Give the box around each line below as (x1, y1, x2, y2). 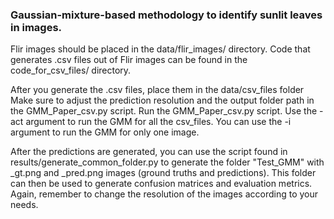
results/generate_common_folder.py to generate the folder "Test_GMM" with (10, 156, 325, 168)
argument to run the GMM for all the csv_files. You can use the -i (25, 116, 292, 128)
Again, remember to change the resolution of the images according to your (10, 188, 319, 200)
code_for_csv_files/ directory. (10, 64, 132, 77)
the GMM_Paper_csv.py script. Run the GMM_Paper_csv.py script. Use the (10, 105, 318, 117)
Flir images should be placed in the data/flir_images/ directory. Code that (10, 43, 311, 55)
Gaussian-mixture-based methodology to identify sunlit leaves (10, 8, 323, 22)
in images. (10, 20, 63, 34)
